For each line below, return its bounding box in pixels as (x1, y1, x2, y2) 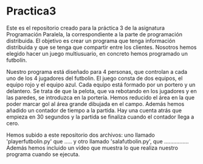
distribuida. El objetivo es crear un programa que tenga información (6, 37, 176, 44)
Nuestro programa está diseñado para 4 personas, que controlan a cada (6, 68, 187, 75)
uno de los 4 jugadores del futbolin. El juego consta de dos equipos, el (6, 74, 183, 82)
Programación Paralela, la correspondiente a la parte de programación (6, 30, 182, 38)
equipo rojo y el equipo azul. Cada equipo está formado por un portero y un (6, 80, 196, 88)
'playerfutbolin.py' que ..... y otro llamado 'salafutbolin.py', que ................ (6, 137, 189, 145)
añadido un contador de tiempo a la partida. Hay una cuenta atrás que (6, 107, 182, 114)
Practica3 (6, 4, 57, 18)
